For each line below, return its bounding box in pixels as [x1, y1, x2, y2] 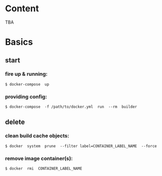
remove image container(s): [5, 155, 73, 162]
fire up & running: [5, 71, 48, 78]
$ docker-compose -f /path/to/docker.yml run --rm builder [5, 104, 137, 110]
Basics [5, 36, 33, 48]
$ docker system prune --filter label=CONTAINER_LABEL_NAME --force [5, 144, 157, 148]
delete [5, 117, 25, 126]
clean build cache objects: [5, 132, 70, 139]
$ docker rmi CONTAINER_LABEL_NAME [5, 166, 82, 171]
